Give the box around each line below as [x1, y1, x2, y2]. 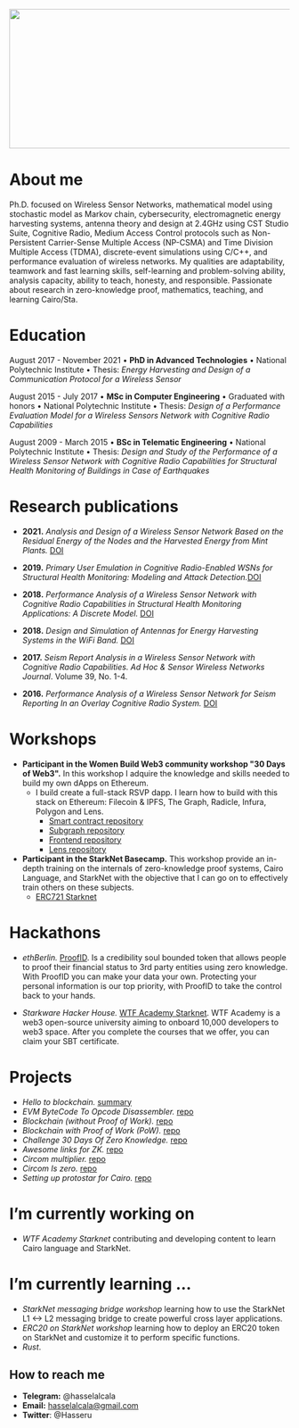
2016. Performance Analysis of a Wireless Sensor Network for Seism [21, 688, 277, 699]
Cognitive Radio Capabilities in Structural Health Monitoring [21, 598, 242, 609]
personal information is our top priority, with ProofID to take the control [21, 980, 282, 991]
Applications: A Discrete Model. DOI [21, 608, 154, 619]
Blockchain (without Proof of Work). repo [21, 1116, 174, 1126]
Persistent [9, 237, 46, 247]
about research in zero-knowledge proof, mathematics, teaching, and [9, 284, 264, 295]
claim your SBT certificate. [21, 1035, 120, 1046]
